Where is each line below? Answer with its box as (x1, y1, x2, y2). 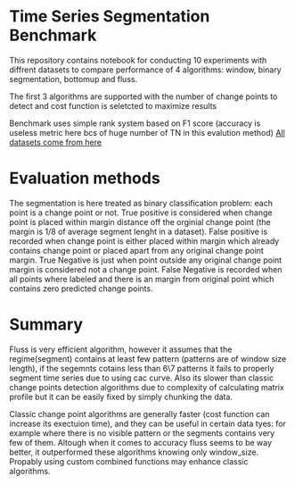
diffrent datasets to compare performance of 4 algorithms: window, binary (9, 64, 283, 75)
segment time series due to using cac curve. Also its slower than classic (9, 372, 275, 383)
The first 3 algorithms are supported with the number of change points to (9, 91, 278, 102)
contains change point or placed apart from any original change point (9, 245, 265, 255)
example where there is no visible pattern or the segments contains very (9, 427, 275, 439)
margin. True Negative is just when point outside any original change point (9, 255, 283, 265)
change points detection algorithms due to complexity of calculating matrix (9, 381, 285, 392)
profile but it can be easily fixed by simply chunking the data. (9, 391, 234, 402)
